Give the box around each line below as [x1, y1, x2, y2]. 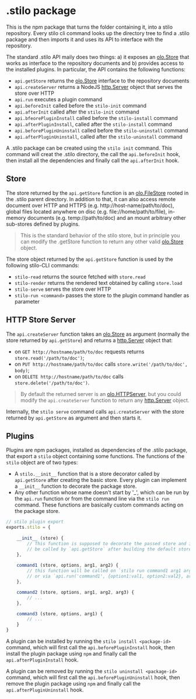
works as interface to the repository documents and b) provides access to [6, 60, 184, 67]
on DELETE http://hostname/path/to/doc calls [14, 373, 124, 380]
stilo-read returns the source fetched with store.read [14, 273, 146, 280]
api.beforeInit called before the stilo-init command [14, 102, 147, 109]
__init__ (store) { [16, 535, 64, 541]
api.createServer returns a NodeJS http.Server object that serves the [14, 83, 183, 90]
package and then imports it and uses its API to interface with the [6, 36, 163, 43]
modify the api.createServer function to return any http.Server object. [20, 397, 190, 404]
